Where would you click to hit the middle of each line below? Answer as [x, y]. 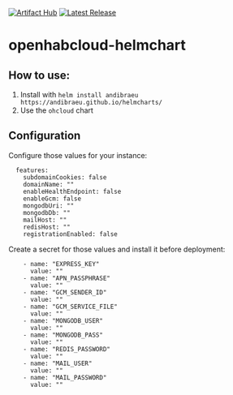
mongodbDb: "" [47, 213]
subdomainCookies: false [65, 177]
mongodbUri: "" [49, 206]
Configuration [45, 136]
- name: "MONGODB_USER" [63, 320]
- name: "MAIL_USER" [58, 363]
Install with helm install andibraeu [79, 94]
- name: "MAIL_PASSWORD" [65, 377]
